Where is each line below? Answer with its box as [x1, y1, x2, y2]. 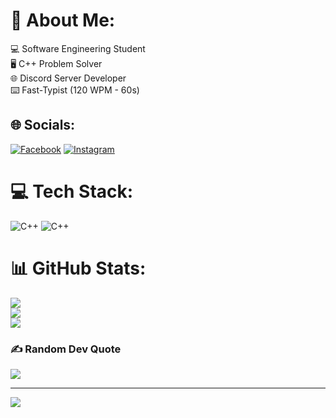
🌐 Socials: [10, 117, 76, 134]
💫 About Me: [10, 9, 116, 32]
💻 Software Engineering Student [10, 42, 146, 54]
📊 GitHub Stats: [10, 257, 147, 279]
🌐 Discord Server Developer [10, 72, 127, 84]
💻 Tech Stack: [10, 180, 134, 203]
